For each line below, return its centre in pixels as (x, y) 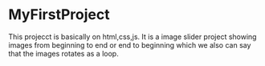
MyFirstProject (59, 15)
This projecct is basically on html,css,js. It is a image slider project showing (132, 37)
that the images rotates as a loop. (63, 53)
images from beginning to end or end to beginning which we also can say (130, 45)
